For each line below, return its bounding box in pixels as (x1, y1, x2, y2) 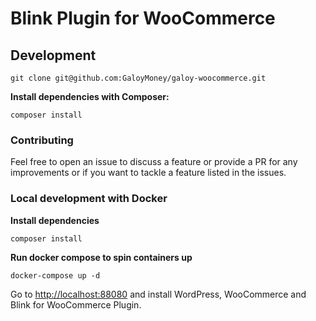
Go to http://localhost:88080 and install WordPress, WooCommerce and (10, 288, 307, 300)
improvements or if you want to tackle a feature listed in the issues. (10, 167, 287, 179)
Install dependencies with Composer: (10, 91, 170, 102)
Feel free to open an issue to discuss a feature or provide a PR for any (10, 156, 298, 168)
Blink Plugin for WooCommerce (10, 7, 276, 30)
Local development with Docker (10, 192, 168, 206)
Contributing (10, 133, 74, 147)
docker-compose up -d (10, 270, 101, 281)
